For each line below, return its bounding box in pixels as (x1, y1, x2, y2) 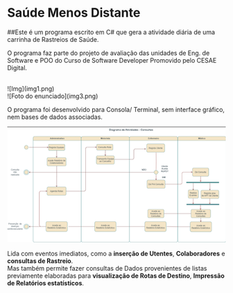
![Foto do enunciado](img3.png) (7, 92, 98, 100)
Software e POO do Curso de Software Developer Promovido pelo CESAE (7, 56, 217, 64)
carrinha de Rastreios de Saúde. (7, 35, 99, 43)
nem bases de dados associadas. (7, 113, 103, 121)
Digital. (7, 63, 28, 72)
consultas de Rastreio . (7, 256, 74, 265)
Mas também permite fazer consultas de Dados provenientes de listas (7, 264, 207, 272)
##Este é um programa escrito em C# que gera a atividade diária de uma (7, 28, 216, 36)
